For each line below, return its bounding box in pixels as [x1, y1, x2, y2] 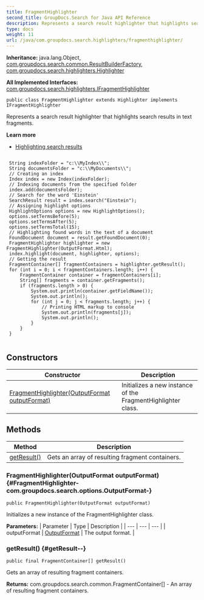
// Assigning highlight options [8, 203, 91, 209]
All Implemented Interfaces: [6, 79, 78, 86]
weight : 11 [6, 32, 34, 38]
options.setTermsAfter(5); [8, 219, 78, 225]
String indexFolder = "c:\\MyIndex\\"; [8, 160, 110, 166]
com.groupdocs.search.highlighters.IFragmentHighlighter [6, 85, 150, 92]
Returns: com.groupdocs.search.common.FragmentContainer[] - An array [6, 581, 192, 588]
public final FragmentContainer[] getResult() [6, 558, 126, 564]
